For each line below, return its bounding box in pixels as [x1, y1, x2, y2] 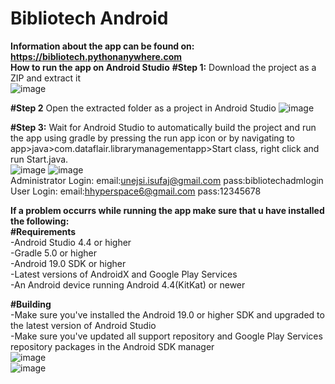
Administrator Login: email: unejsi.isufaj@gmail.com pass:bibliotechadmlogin [10, 174, 324, 186]
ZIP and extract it [10, 72, 82, 84]
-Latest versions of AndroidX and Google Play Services [10, 268, 238, 280]
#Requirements [10, 225, 77, 237]
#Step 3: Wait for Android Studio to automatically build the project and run [10, 121, 317, 133]
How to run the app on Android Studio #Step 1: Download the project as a [10, 61, 317, 73]
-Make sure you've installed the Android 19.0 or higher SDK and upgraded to [10, 308, 325, 321]
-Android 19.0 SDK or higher [10, 257, 127, 269]
